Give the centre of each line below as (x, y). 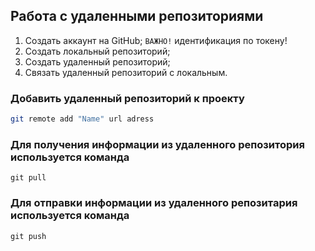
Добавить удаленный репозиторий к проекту (127, 98)
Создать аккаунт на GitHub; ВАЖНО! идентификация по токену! (156, 40)
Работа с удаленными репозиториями (137, 16)
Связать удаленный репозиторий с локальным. (126, 72)
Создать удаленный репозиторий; (97, 61)
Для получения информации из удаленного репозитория (157, 144)
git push (28, 236)
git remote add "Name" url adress (82, 119)
